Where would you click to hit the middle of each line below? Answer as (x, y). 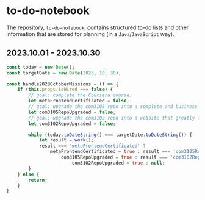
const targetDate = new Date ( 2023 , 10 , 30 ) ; (64, 73)
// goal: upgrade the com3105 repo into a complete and (101, 107)
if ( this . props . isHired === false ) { (65, 90)
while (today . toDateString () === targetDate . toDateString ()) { (110, 135)
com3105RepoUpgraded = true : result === (114, 157)
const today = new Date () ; (41, 67)
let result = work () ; (67, 140)
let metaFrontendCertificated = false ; (79, 101)
